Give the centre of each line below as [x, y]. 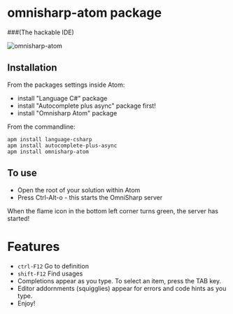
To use [22, 173]
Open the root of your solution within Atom [79, 190]
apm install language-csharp [50, 139]
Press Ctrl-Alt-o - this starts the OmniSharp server [90, 197]
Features [34, 247]
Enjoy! [26, 303]
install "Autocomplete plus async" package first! [86, 106]
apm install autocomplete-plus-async [62, 145]
